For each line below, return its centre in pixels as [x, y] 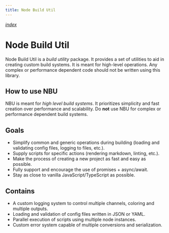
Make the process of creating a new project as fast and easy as [79, 159]
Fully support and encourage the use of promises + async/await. [80, 170]
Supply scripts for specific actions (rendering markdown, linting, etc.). [86, 154]
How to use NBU [32, 91]
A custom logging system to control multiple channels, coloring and [83, 203]
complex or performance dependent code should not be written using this [83, 70]
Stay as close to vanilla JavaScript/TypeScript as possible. [74, 175]
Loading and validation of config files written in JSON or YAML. [79, 214]
